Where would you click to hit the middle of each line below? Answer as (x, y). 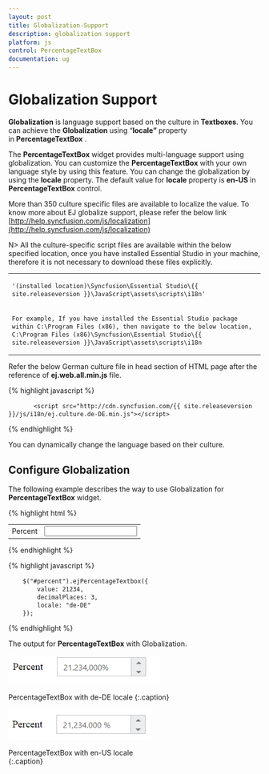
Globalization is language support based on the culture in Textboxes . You (131, 122)
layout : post (30, 17)
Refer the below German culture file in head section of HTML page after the (133, 367)
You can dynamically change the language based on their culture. (116, 445)
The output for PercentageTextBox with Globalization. (98, 644)
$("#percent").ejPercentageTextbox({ (86, 581)
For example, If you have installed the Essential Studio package (125, 319)
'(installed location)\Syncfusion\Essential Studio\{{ (105, 286)
